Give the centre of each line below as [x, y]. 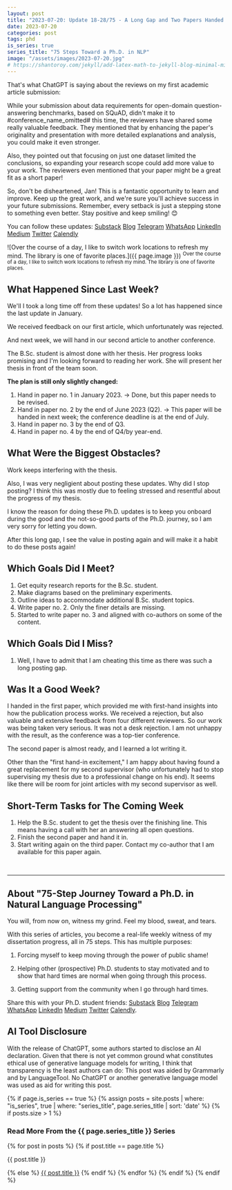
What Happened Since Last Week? [83, 289]
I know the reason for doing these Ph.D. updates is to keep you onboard [109, 511]
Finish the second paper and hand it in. [73, 838]
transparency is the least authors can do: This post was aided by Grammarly [116, 1070]
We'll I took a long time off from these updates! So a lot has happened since [115, 306]
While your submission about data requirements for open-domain [100, 105]
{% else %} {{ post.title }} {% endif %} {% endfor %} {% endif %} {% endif [114, 1173]
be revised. [33, 402]
